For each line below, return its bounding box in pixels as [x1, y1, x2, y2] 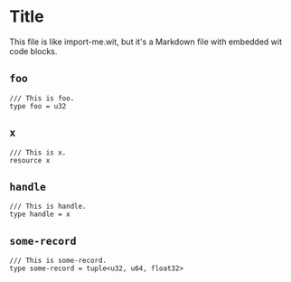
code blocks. [9, 45, 58, 56]
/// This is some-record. [9, 256, 107, 266]
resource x [9, 155, 51, 164]
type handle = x [9, 210, 70, 219]
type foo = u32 [9, 101, 67, 110]
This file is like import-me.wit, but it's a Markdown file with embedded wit [9, 36, 283, 47]
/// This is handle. [9, 202, 88, 211]
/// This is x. [9, 147, 67, 157]
